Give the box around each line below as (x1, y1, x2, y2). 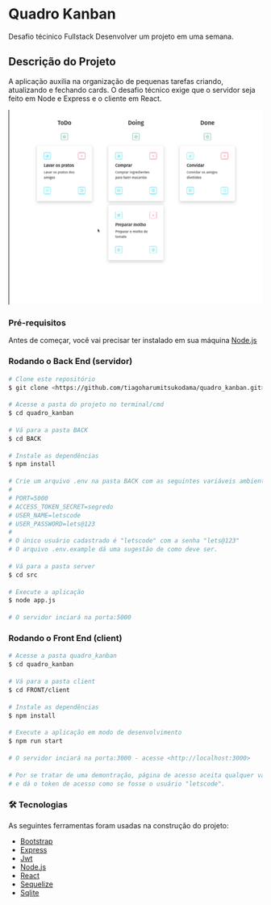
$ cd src (8, 571, 38, 579)
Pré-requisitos (8, 317, 66, 329)
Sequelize (19, 879, 54, 889)
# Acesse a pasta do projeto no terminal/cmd (8, 400, 164, 409)
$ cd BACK (8, 434, 42, 442)
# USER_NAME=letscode (8, 511, 81, 519)
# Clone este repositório (8, 375, 95, 383)
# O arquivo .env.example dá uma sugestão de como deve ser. (8, 546, 219, 554)
